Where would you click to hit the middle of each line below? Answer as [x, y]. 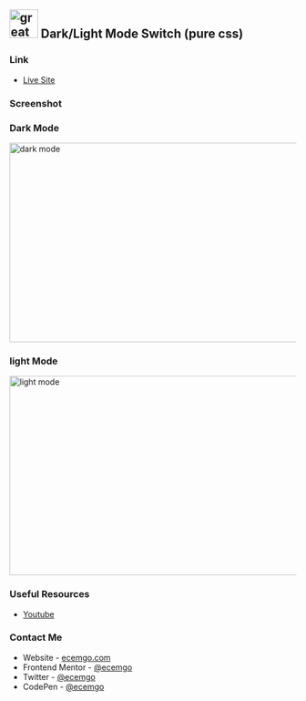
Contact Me [36, 637]
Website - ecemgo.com [66, 657]
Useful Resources [50, 594]
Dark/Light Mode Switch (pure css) [142, 34]
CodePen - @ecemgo [63, 686]
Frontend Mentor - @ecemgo [77, 667]
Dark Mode [34, 128]
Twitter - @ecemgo [59, 676]
